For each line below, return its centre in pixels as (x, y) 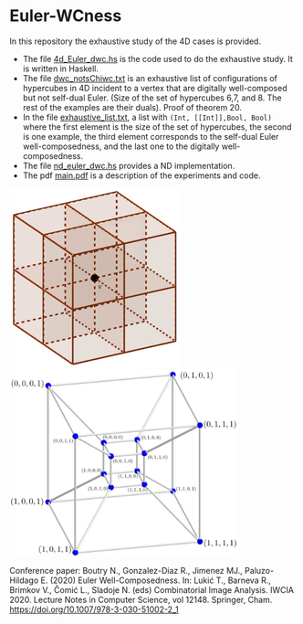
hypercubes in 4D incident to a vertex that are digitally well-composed (155, 88)
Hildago (24, 580)
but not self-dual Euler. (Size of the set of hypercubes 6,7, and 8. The (152, 98)
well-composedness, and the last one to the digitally (121, 146)
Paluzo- (260, 571)
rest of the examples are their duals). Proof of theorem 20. (132, 107)
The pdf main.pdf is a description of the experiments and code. (141, 175)
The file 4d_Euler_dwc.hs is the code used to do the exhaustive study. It (158, 58)
